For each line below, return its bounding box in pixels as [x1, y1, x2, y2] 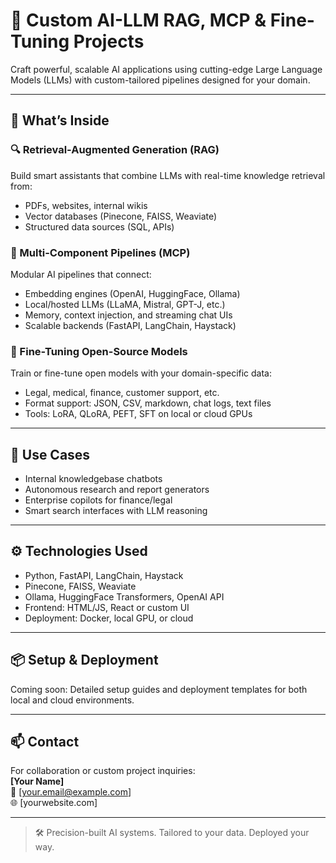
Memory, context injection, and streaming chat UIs [24, 309, 233, 321]
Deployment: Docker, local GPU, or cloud [24, 612, 194, 624]
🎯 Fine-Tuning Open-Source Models [10, 344, 188, 358]
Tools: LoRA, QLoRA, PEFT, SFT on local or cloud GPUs [24, 408, 253, 420]
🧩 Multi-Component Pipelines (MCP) [10, 245, 191, 259]
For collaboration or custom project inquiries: [10, 765, 196, 777]
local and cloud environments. [10, 694, 135, 706]
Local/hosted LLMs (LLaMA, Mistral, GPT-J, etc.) [24, 298, 226, 310]
